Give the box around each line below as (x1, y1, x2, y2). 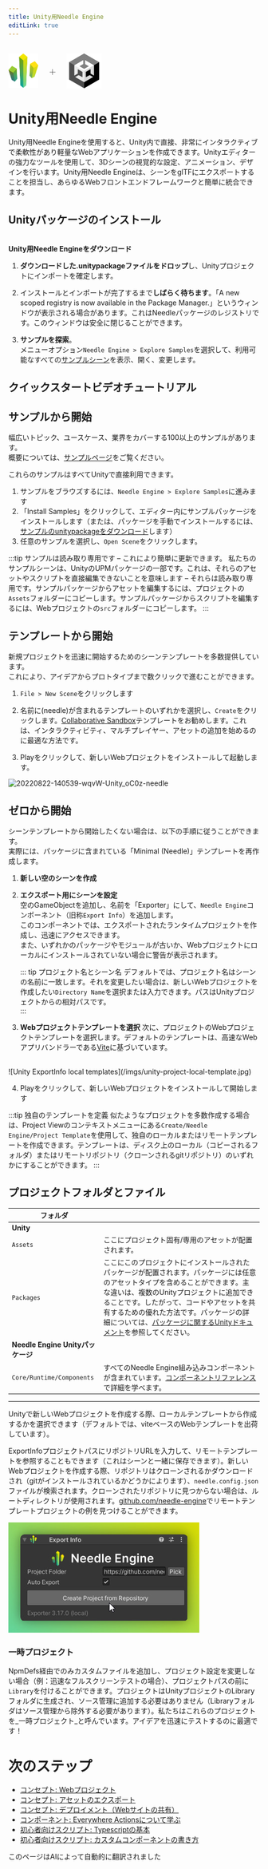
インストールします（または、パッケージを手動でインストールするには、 (19, 517, 258, 526)
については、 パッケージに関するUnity (110, 1317, 233, 1327)
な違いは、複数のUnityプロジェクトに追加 (103, 1288, 240, 1297)
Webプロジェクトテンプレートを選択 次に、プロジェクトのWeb (19, 1023, 227, 1032)
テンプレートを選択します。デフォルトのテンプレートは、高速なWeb (33, 1032, 258, 1042)
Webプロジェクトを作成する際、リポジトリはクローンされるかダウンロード (8, 1466, 254, 1476)
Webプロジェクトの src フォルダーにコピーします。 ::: (35, 604, 209, 613)
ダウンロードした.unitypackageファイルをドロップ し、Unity (19, 261, 220, 271)
